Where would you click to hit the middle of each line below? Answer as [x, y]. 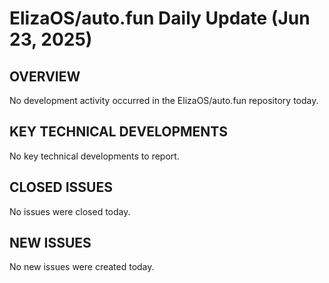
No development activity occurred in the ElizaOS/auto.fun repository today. [164, 100]
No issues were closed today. [70, 211]
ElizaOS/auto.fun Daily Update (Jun [160, 18]
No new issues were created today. [82, 267]
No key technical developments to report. [94, 156]
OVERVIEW [45, 76]
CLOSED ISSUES [61, 187]
